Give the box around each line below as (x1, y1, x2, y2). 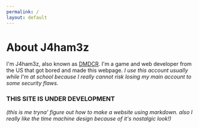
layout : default (6, 14, 47, 21)
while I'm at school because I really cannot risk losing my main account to (6, 73, 192, 80)
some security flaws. (6, 80, 59, 87)
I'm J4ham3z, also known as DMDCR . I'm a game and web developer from (6, 60, 192, 68)
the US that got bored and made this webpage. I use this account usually (6, 67, 189, 74)
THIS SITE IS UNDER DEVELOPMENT (6, 95, 115, 103)
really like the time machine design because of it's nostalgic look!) (6, 115, 172, 122)
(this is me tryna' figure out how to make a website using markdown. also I (6, 108, 193, 115)
